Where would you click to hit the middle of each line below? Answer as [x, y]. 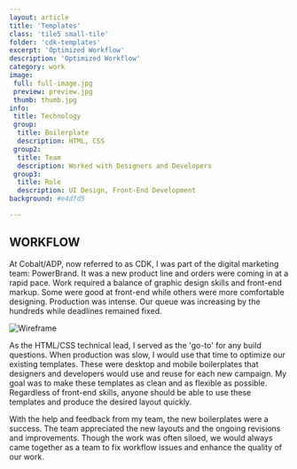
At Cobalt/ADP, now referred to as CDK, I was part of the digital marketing [144, 263]
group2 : [27, 149]
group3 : [27, 174]
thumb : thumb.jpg [45, 100]
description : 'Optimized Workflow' [75, 59]
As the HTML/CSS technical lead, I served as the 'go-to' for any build [135, 345]
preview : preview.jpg [53, 91]
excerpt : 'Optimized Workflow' [67, 51]
